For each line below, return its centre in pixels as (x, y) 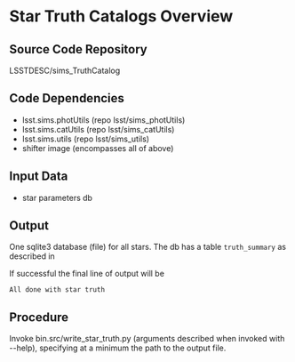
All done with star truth (57, 290)
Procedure (39, 317)
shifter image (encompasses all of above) (98, 148)
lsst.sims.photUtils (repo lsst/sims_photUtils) (104, 120)
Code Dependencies (67, 98)
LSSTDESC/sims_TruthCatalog (65, 70)
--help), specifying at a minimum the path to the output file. (118, 348)
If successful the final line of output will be (87, 274)
